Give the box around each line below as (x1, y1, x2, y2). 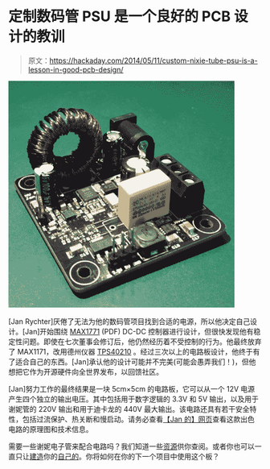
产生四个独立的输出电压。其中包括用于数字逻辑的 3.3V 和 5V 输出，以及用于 (8, 394, 260, 404)
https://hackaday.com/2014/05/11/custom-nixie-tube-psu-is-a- (49, 56, 259, 65)
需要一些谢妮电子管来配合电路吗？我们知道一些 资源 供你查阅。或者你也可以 (8, 441, 255, 451)
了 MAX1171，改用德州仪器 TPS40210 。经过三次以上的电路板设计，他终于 (8, 347, 253, 356)
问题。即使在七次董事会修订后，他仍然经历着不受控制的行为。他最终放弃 (22, 336, 262, 347)
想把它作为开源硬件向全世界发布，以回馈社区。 (8, 367, 163, 376)
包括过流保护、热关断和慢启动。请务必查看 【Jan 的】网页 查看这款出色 (22, 414, 256, 424)
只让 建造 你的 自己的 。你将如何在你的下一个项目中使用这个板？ (14, 451, 219, 461)
